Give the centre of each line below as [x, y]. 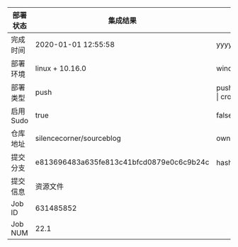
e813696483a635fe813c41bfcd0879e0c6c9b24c [122, 162]
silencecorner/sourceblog [78, 138]
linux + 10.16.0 [61, 68]
